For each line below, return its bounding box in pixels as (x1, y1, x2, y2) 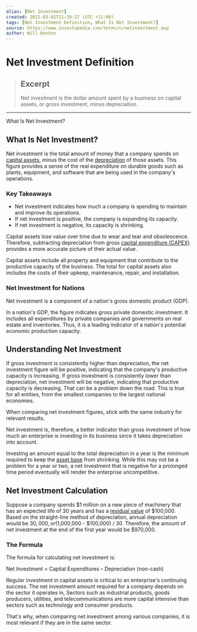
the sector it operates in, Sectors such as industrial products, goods (6, 589, 170, 596)
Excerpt (20, 79, 50, 89)
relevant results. (6, 414, 45, 422)
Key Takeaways (6, 189, 52, 198)
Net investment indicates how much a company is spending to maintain (14, 203, 188, 210)
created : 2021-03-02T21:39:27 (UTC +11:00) (6, 14, 114, 20)
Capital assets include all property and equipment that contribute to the (6, 257, 179, 264)
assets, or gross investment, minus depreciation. (20, 101, 138, 108)
